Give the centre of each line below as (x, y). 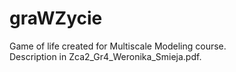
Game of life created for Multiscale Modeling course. (118, 46)
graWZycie (56, 18)
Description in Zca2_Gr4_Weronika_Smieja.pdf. (105, 56)
